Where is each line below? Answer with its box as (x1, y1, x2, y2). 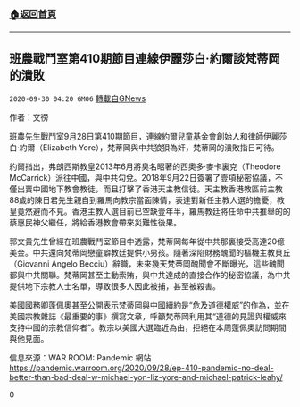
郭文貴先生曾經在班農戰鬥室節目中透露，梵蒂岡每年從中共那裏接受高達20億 (9, 236, 286, 247)
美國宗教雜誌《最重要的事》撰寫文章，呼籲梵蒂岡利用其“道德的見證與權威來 (9, 311, 287, 322)
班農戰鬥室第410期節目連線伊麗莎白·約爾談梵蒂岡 (9, 51, 280, 66)
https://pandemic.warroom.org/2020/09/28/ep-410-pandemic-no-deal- (9, 362, 274, 373)
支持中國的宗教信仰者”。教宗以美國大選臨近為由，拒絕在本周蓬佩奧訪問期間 (9, 322, 287, 333)
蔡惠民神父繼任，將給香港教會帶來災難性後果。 (9, 217, 181, 228)
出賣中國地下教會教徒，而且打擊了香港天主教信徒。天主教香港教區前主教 (16, 183, 283, 194)
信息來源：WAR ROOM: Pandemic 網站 (9, 352, 152, 363)
